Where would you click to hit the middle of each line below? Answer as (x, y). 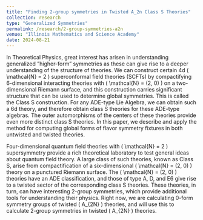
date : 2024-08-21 (28, 40)
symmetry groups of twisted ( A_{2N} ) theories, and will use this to (90, 204)
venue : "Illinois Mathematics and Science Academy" (73, 35)
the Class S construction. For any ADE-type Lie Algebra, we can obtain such (101, 102)
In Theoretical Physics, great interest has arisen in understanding (88, 57)
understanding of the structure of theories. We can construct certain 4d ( (98, 70)
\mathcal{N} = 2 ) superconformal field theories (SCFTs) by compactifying (99, 77)
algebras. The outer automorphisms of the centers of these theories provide (101, 115)
